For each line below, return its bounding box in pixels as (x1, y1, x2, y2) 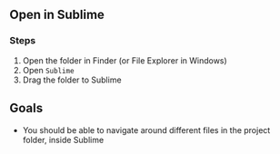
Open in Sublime (9, 7, 105, 23)
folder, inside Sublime (22, 134, 105, 145)
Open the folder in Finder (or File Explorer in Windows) (22, 54, 227, 66)
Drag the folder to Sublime (22, 74, 122, 85)
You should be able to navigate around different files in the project (22, 124, 271, 135)
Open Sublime (22, 64, 75, 75)
